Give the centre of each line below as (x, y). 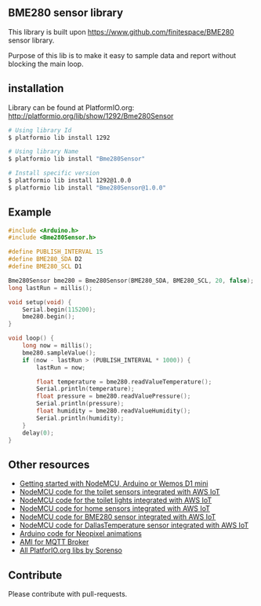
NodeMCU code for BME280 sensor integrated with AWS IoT (118, 517)
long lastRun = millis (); (50, 288)
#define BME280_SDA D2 (45, 259)
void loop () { (31, 338)
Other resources (49, 464)
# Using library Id (40, 130)
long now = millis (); (57, 346)
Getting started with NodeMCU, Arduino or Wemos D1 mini (114, 483)
